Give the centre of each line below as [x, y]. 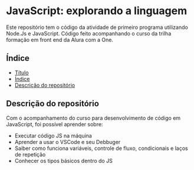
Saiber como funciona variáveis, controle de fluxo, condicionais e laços [101, 148]
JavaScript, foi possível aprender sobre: [55, 124]
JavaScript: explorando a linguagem [97, 11]
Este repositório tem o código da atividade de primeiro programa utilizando [97, 27]
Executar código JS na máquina [53, 135]
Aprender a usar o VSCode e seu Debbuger [68, 142]
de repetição [30, 154]
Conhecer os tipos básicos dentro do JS [64, 161]
